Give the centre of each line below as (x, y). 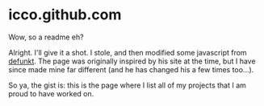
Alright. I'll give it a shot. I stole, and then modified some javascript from (128, 52)
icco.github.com (65, 15)
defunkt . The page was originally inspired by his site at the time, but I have (132, 61)
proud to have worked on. (51, 93)
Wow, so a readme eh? (46, 37)
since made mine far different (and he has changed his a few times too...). (131, 69)
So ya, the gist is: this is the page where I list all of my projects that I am (127, 85)
